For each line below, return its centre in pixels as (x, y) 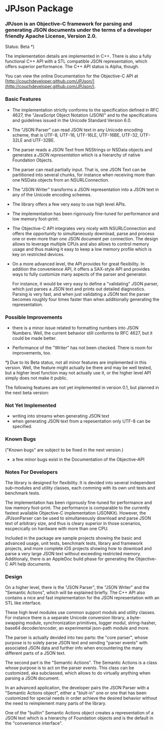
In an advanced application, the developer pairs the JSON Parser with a (77, 688)
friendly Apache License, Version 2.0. (51, 36)
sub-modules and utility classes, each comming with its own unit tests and (80, 488)
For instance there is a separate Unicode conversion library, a (67, 618)
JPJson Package (39, 9)
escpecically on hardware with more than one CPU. (57, 528)
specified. (22, 426)
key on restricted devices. (38, 254)
